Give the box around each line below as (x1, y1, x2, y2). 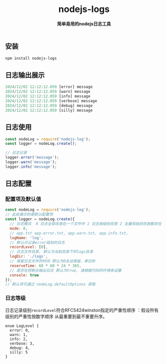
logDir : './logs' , (9, 254, 48, 259)
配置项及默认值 (5, 196, 41, 203)
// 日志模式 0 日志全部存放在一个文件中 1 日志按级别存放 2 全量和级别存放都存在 (9, 222, 161, 227)
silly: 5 (9, 349, 28, 354)
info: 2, (9, 336, 28, 341)
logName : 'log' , (9, 235, 43, 240)
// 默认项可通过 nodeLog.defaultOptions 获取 (5, 282, 96, 287)
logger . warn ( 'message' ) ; (5, 159, 57, 164)
